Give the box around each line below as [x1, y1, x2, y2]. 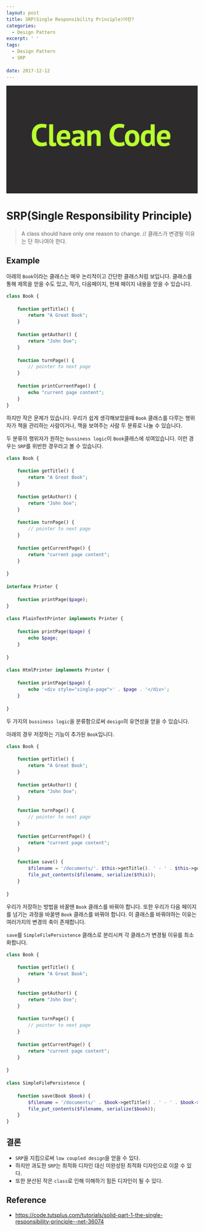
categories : [6, 23, 36, 29]
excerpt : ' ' [6, 35, 39, 42]
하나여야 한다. [34, 238, 67, 245]
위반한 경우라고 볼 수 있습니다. [32, 442, 104, 450]
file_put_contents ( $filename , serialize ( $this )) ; [28, 872, 156, 878]
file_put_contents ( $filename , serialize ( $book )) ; [28, 1106, 156, 1112]
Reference [6, 1195, 47, 1205]
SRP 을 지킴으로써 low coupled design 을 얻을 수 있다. [15, 1154, 141, 1162]
